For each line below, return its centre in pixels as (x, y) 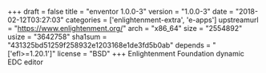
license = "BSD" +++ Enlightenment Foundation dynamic (151, 54)
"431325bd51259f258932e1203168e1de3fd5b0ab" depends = (109, 45)
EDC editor (25, 62)
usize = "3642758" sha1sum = (57, 36)
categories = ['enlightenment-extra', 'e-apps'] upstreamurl (162, 20)
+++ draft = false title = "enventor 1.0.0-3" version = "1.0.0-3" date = (121, 12)
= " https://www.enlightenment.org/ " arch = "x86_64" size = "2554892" (125, 28)
